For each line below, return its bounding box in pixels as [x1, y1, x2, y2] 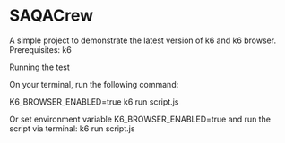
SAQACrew [9, 5, 94, 26]
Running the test [9, 62, 70, 72]
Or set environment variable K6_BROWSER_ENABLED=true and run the [9, 114, 272, 124]
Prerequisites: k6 [9, 44, 72, 55]
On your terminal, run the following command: [9, 79, 179, 89]
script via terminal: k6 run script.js [9, 122, 135, 134]
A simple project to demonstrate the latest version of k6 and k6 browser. [9, 35, 276, 46]
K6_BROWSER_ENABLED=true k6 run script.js [9, 96, 179, 107]
